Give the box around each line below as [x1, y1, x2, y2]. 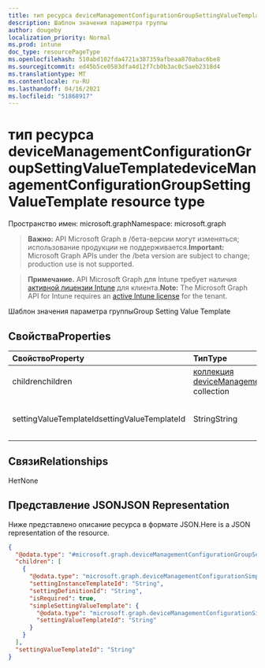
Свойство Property [12, 353, 85, 363]
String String [192, 414, 238, 424]
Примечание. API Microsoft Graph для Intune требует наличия [27, 275, 237, 284]
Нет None [8, 476, 39, 485]
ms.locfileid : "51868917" [8, 92, 93, 100]
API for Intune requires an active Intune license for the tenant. [27, 291, 228, 301]
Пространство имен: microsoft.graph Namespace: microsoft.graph [8, 219, 226, 228]
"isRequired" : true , [28, 594, 97, 603]
